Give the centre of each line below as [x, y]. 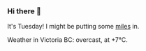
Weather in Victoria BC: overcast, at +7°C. [67, 40]
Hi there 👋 [24, 11]
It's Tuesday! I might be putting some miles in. [73, 27]
